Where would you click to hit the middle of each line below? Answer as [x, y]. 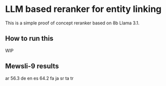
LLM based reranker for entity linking [83, 9]
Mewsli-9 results [32, 66]
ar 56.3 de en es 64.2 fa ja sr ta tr [39, 78]
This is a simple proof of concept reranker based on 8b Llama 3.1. [72, 23]
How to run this [29, 39]
